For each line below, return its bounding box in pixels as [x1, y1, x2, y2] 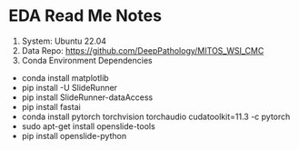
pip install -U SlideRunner [21, 82, 118, 93]
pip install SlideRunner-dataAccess [21, 92, 154, 103]
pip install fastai [21, 101, 81, 112]
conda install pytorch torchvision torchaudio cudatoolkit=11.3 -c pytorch [21, 111, 291, 122]
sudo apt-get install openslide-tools [21, 120, 155, 132]
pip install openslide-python [21, 130, 127, 141]
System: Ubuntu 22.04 [21, 35, 106, 46]
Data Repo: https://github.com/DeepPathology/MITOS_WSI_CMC [21, 45, 264, 55]
